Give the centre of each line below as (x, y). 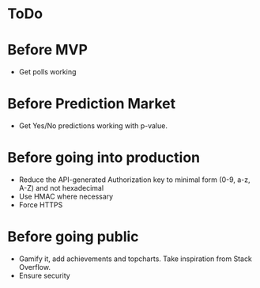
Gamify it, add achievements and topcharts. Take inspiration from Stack (135, 259)
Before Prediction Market (92, 104)
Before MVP (48, 50)
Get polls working (47, 72)
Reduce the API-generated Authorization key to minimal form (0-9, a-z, (134, 180)
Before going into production (104, 158)
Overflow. (34, 267)
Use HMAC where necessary (66, 196)
